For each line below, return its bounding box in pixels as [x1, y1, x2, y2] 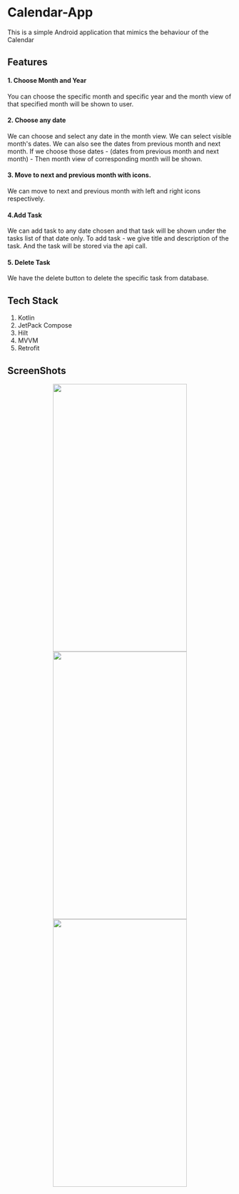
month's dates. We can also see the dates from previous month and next [7, 139, 221, 148]
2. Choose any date [7, 116, 66, 125]
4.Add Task [7, 211, 43, 219]
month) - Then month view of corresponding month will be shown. [7, 154, 203, 163]
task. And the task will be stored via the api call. [7, 242, 148, 251]
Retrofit [17, 344, 40, 353]
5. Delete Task [7, 258, 51, 266]
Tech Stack [7, 294, 59, 307]
